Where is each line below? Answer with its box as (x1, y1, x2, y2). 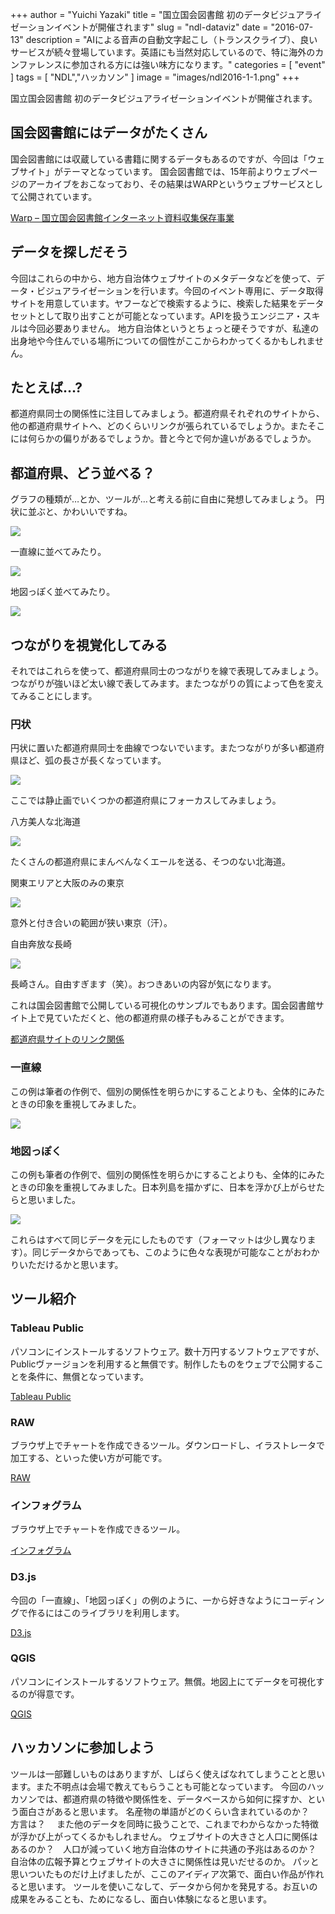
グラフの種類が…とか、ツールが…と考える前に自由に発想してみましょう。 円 (10, 493, 325, 505)
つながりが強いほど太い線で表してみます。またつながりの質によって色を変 (10, 678, 316, 690)
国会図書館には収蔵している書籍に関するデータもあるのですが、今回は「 (10, 153, 308, 165)
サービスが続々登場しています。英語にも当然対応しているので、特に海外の (10, 46, 316, 58)
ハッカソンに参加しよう (10, 1739, 155, 1757)
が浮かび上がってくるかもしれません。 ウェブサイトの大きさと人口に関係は (10, 1830, 319, 1842)
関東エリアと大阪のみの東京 (10, 877, 125, 889)
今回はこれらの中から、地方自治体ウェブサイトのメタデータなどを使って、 (10, 272, 317, 284)
